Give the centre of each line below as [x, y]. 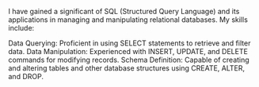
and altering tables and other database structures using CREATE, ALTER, [127, 68]
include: [21, 28]
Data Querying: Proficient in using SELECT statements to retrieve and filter [129, 43]
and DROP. [26, 76]
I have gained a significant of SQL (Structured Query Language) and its [124, 11]
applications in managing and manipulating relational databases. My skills [128, 20]
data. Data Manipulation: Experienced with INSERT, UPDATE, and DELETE [128, 51]
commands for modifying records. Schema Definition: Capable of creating [129, 60]
